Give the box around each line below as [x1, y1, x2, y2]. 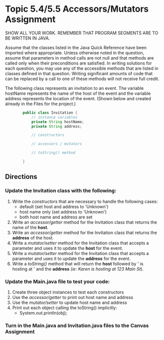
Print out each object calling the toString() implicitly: [12, 304, 117, 311]
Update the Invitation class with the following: [5, 187, 117, 194]
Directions [5, 172, 38, 181]
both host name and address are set [19, 214, 93, 220]
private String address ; [31, 124, 82, 129]
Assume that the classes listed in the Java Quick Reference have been [5, 44, 147, 50]
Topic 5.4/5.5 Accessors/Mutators [5, 3, 149, 15]
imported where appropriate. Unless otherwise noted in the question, [5, 50, 144, 56]
